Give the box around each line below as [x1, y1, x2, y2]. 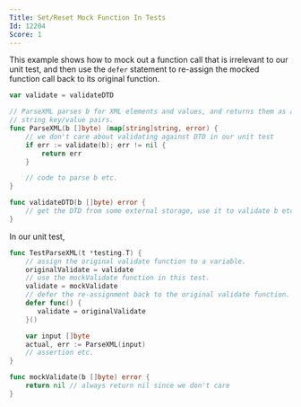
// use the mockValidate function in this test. [25, 273, 211, 283]
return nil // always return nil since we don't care [25, 381, 230, 390]
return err [41, 149, 82, 158]
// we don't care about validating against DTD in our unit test [25, 132, 275, 141]
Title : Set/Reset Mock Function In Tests [9, 13, 167, 22]
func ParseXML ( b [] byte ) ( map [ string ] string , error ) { [9, 124, 219, 133]
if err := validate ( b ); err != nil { [25, 140, 167, 149]
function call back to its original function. [9, 74, 160, 84]
